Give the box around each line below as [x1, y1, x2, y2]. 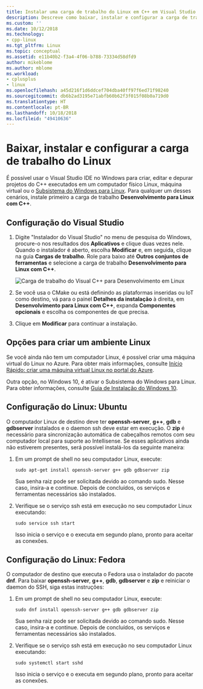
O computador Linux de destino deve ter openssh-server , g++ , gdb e [6, 418, 181, 425]
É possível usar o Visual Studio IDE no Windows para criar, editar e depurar [6, 175, 193, 182]
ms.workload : [6, 71, 39, 77]
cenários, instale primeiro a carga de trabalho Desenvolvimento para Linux [6, 194, 195, 201]
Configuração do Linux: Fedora [6, 555, 126, 565]
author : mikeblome [6, 59, 53, 65]
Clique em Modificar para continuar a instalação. [14, 320, 138, 327]
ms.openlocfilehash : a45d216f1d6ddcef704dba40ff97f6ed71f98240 [6, 88, 169, 94]
